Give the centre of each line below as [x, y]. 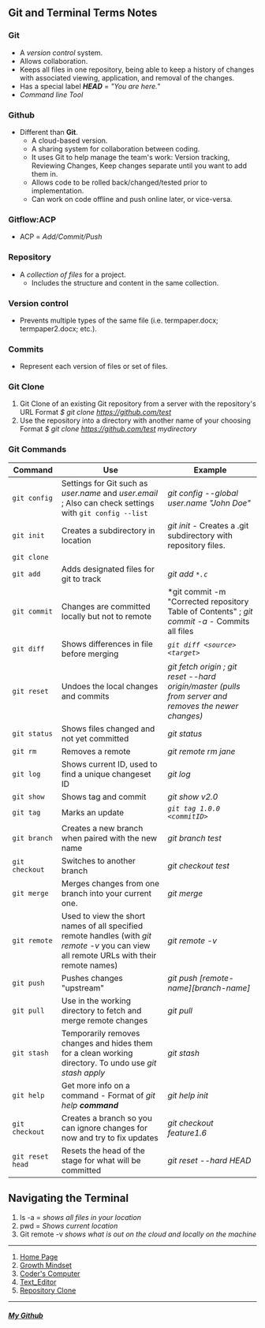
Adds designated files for [108, 569]
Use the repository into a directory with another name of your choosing [135, 420]
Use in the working [97, 1001]
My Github [26, 1315]
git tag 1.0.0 [194, 808]
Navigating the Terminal [68, 1198]
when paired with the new [110, 837]
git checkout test [199, 865]
